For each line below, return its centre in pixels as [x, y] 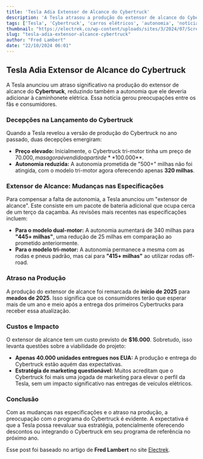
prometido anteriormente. [47, 243]
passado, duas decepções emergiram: [54, 139]
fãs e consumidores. [32, 104]
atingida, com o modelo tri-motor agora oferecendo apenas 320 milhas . [105, 170]
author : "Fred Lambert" [36, 40]
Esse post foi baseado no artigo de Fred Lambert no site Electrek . [88, 450]
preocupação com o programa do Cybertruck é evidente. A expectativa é [97, 419]
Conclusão [23, 399]
